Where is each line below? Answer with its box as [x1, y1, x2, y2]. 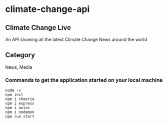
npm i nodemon [5, 110, 35, 115]
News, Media [5, 64, 32, 70]
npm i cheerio [5, 97, 35, 102]
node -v [5, 88, 21, 93]
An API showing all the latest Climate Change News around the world [5, 36, 147, 42]
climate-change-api [5, 3, 90, 15]
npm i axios [5, 106, 30, 111]
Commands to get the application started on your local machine [5, 76, 163, 83]
